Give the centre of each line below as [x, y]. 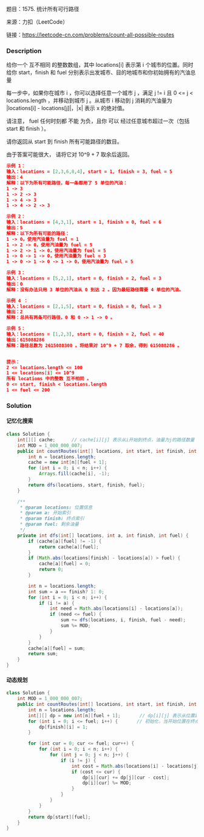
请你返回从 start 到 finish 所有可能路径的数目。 [64, 142]
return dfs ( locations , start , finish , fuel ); [87, 485]
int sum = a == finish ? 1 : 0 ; [66, 591]
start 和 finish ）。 [28, 129]
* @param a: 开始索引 [45, 513]
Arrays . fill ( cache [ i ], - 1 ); [74, 474]
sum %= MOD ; [76, 626]
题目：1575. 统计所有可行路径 [43, 9]
